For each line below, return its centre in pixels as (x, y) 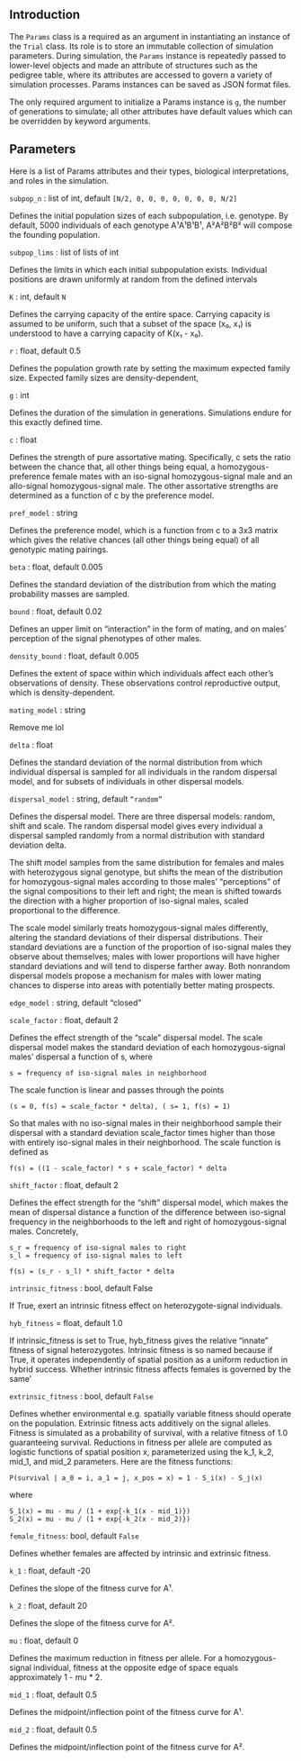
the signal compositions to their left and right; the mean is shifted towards (146, 891)
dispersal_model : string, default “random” (86, 799)
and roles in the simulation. (59, 180)
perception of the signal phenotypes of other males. (106, 638)
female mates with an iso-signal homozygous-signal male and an (173, 476)
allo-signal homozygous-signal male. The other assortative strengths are (144, 486)
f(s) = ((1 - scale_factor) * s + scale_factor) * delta (118, 1168)
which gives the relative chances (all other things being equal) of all (134, 540)
